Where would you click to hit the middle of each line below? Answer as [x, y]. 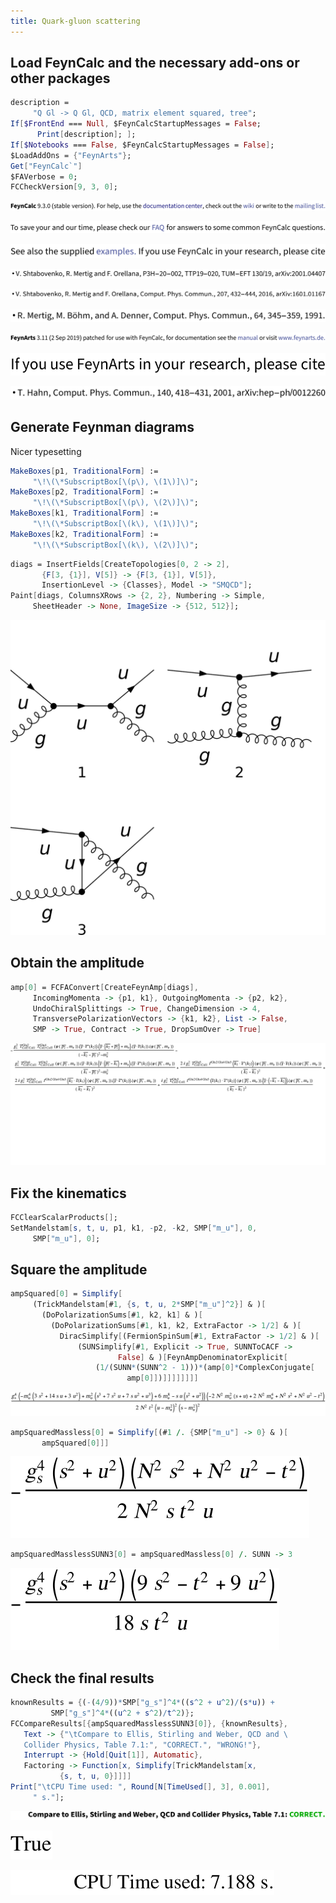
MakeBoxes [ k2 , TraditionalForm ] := [84, 534]
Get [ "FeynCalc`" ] [46, 166]
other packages [60, 78]
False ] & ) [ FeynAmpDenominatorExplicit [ [202, 1357]
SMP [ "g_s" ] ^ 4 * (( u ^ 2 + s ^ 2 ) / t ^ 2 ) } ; [122, 1713]
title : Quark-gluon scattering [75, 21]
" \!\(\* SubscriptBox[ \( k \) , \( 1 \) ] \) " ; [115, 524]
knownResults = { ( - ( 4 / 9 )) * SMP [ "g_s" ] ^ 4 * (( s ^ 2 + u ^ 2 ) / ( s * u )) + [142, 1703]
